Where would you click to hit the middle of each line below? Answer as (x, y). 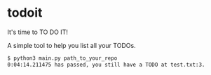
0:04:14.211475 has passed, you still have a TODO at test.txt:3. (106, 65)
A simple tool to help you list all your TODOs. (72, 45)
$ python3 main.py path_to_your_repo (62, 58)
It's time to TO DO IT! (38, 32)
